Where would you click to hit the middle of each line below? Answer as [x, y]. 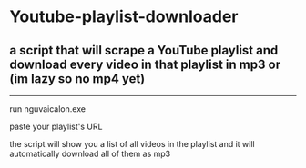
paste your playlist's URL [56, 126]
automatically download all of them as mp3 [90, 153]
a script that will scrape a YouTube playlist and [144, 50]
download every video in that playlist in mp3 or [145, 64]
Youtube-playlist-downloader [124, 17]
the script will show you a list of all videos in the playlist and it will [132, 144]
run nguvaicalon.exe [48, 109]
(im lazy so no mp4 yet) [77, 79]
